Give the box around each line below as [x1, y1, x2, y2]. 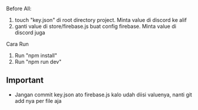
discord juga [14, 29, 46, 36]
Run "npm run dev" [14, 59, 62, 65]
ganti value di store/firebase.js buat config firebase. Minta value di [14, 23, 176, 30]
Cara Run [6, 41, 29, 47]
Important [6, 75, 44, 85]
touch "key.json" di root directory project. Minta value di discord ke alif [14, 17, 187, 23]
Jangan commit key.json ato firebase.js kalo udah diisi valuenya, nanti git [14, 91, 192, 98]
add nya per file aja [14, 97, 62, 104]
